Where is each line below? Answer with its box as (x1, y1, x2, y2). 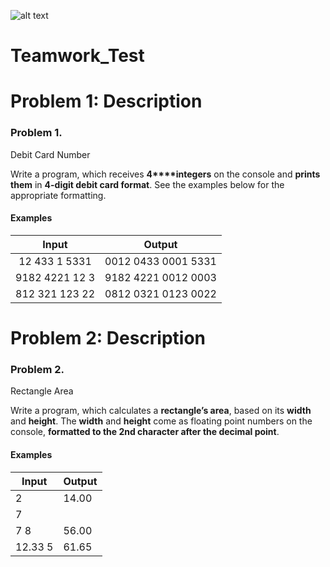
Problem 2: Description (10, 327, 207, 350)
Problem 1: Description (10, 90, 203, 113)
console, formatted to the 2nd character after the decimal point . (10, 426, 280, 438)
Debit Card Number (10, 148, 91, 160)
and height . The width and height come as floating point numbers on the (10, 415, 313, 427)
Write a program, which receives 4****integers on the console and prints (10, 168, 321, 180)
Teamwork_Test (10, 45, 145, 67)
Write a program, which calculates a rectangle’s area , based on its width (10, 405, 312, 417)
